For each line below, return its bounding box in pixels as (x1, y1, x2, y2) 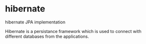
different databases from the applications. (5, 33, 89, 39)
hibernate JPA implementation (5, 19, 66, 25)
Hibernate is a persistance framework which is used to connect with (5, 28, 142, 34)
